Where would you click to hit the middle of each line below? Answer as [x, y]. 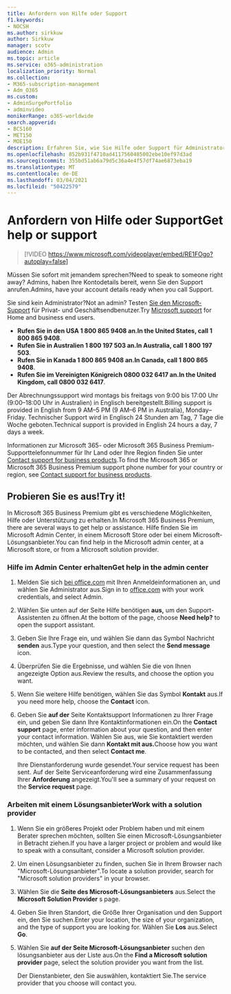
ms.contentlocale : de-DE [43, 174]
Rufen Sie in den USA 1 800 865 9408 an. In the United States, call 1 [115, 331]
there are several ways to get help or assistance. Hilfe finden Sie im [102, 527]
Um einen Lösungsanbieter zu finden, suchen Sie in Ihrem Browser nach [119, 863]
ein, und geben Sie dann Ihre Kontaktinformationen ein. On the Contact [117, 722]
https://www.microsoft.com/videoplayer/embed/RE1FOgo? [130, 254]
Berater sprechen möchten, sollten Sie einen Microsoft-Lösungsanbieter [119, 836]
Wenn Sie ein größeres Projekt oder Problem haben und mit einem [111, 828]
